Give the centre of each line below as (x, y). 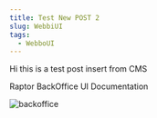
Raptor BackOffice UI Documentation (79, 86)
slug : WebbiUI (37, 26)
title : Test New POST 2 (55, 18)
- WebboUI (36, 43)
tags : (20, 34)
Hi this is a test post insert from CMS (78, 69)
